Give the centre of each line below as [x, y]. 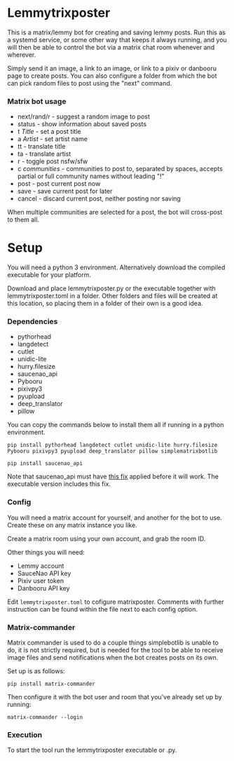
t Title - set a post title [49, 132]
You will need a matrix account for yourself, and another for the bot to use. [115, 518]
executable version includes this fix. [59, 484]
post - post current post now [59, 184]
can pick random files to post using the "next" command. [90, 83]
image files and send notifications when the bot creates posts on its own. [113, 658]
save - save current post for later [65, 191]
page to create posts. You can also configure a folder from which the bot [112, 76]
